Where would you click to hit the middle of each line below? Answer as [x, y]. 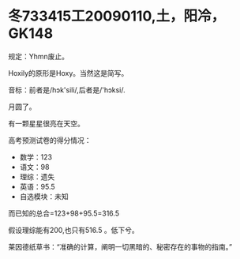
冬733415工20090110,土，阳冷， [117, 16]
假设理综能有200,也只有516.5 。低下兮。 [74, 230]
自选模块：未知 [44, 196]
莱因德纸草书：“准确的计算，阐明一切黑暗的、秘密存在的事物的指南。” [120, 246]
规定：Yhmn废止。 [39, 56]
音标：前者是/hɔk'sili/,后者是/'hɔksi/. [67, 90]
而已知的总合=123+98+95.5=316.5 [64, 213]
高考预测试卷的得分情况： [50, 140]
